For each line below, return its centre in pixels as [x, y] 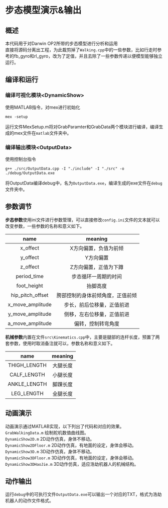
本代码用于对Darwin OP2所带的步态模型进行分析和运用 [61, 44]
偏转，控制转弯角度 [97, 323]
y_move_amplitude [30, 314]
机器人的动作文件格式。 [29, 500]
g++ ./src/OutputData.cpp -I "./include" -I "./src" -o [65, 168]
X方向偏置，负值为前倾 [97, 248]
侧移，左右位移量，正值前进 [97, 314]
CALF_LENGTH [27, 374]
